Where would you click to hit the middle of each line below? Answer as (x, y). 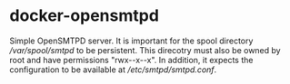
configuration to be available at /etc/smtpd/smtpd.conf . (113, 70)
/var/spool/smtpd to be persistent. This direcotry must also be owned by (145, 50)
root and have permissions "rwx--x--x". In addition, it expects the (131, 60)
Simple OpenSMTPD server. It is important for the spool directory (131, 41)
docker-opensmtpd (84, 16)
